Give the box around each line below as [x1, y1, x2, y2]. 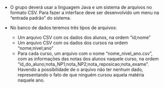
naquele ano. [17, 77, 45, 83]
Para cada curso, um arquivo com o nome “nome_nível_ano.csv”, [17, 50, 153, 56]
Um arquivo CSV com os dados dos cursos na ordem [17, 40, 128, 46]
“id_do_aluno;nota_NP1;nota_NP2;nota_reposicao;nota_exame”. [17, 61, 149, 67]
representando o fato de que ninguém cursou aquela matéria [17, 72, 144, 77]
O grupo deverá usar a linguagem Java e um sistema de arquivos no [10, 5, 152, 10]
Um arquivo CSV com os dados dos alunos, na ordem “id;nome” [17, 35, 151, 40]
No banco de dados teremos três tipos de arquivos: [10, 25, 117, 31]
